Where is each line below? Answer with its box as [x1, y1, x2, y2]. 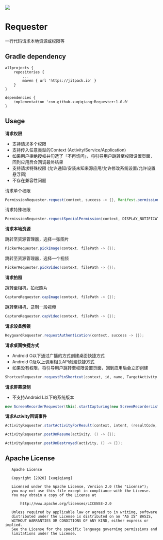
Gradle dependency [5, 53, 66, 61]
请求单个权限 [5, 187, 31, 193]
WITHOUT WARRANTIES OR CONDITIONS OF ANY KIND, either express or [11, 518, 149, 523]
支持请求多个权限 [12, 141, 47, 147]
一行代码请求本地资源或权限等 [5, 38, 65, 44]
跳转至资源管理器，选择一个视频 [5, 256, 69, 261]
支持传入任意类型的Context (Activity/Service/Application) [12, 147, 126, 153]
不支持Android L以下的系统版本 [12, 394, 74, 400]
